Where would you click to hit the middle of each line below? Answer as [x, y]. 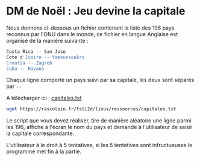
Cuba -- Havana [25, 68]
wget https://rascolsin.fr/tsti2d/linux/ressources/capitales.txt [91, 109]
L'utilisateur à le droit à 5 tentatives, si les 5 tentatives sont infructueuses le [99, 145]
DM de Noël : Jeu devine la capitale [96, 11]
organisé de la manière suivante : [47, 40]
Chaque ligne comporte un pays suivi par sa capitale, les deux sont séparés [100, 80]
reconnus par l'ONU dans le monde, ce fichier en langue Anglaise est [92, 34]
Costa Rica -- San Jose [36, 52]
